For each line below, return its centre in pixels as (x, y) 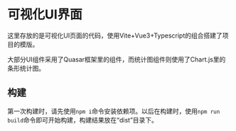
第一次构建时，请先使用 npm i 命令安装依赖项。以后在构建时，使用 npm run (114, 111)
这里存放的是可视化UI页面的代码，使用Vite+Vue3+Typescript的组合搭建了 (115, 35)
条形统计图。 (26, 68)
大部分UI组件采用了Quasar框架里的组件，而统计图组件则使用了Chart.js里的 (117, 59)
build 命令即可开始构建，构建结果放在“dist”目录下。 (83, 120)
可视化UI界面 (45, 15)
